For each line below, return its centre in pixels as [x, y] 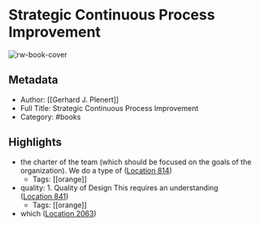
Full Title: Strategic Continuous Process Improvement [109, 108]
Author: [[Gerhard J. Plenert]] [69, 100]
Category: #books [50, 117]
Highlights [35, 142]
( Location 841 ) [44, 196]
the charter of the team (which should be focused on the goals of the [136, 162]
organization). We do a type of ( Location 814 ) [96, 170]
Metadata [33, 80]
